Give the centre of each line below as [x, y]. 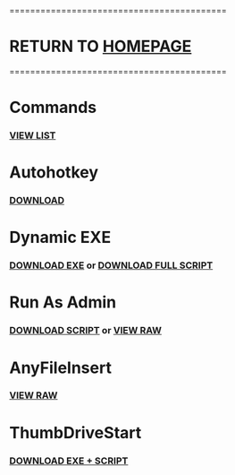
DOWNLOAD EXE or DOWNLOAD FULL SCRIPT [111, 265]
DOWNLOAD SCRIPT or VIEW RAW [86, 331]
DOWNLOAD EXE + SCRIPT [69, 461]
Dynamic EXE [60, 237]
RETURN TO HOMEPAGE [101, 47]
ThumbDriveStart [76, 432]
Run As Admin [63, 302]
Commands [53, 108]
